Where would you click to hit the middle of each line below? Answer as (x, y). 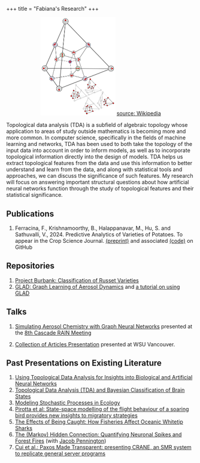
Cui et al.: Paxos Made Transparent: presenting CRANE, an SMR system (103, 447)
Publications (30, 214)
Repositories (31, 266)
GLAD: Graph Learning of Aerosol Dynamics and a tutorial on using (97, 287)
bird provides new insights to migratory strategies (76, 416)
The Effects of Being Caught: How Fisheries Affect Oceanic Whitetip (99, 422)
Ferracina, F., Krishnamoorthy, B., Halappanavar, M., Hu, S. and (93, 228)
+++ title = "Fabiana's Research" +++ (52, 9)
